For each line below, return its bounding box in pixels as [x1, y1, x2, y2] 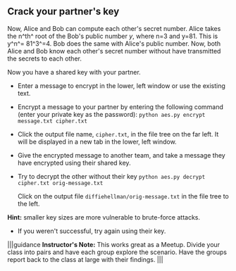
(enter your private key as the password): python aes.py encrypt [17, 110, 206, 118]
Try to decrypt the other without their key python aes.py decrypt [17, 172, 206, 180]
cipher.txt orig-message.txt [17, 179, 104, 187]
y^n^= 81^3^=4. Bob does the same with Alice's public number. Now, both [7, 39, 221, 48]
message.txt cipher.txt [17, 118, 88, 125]
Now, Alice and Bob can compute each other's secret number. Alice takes [7, 24, 221, 32]
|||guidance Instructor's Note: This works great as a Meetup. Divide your [7, 240, 221, 248]
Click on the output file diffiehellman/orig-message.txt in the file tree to [17, 191, 229, 200]
